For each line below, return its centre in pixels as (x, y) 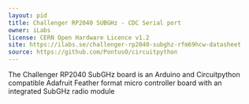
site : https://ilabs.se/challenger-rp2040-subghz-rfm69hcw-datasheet (125, 45)
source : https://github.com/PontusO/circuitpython (93, 52)
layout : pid (28, 15)
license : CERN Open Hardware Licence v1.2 (79, 37)
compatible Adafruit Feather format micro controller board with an (115, 83)
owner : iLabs (30, 30)
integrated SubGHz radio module (61, 91)
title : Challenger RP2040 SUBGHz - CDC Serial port (95, 23)
